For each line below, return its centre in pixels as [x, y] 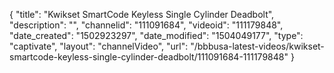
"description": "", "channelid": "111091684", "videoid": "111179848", [146, 25]
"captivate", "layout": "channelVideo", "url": [99, 46]
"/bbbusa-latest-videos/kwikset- [257, 46]
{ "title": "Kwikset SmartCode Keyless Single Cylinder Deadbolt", [142, 14]
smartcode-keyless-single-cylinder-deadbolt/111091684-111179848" [149, 57]
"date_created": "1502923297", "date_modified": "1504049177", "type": [156, 35]
